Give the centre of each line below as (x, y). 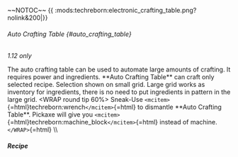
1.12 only (19, 56)
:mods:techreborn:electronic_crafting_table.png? (126, 10)
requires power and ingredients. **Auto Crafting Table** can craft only (111, 77)
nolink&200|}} (28, 18)
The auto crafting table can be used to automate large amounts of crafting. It (119, 69)
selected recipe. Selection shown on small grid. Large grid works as (106, 85)
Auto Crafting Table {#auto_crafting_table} (70, 34)
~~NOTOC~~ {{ (30, 10)
